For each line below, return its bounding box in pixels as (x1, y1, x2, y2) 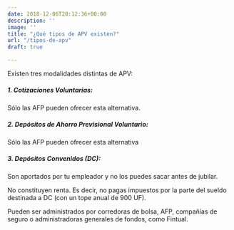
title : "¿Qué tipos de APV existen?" (7, 30, 120, 38)
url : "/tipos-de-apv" (7, 37, 72, 44)
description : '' (7, 17, 56, 24)
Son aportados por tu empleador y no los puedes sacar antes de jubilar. (7, 172, 218, 180)
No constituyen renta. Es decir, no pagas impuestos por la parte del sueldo (7, 186, 227, 194)
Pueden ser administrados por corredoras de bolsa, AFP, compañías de (7, 207, 218, 216)
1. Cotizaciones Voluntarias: (7, 85, 93, 94)
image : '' (7, 23, 37, 31)
